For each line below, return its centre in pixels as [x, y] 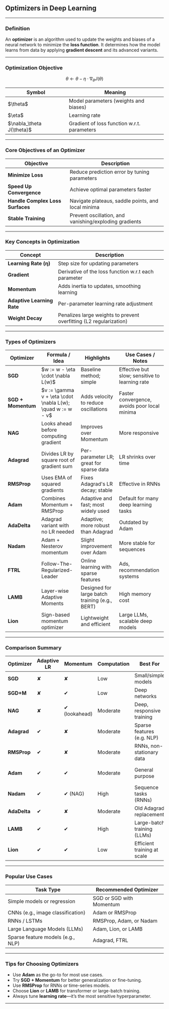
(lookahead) [78, 714]
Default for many [139, 499]
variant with [55, 525]
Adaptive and [96, 499]
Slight [88, 540]
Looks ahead [56, 424]
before [49, 430]
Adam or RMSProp [115, 912]
